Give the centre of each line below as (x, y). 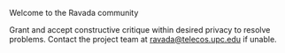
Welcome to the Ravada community (74, 13)
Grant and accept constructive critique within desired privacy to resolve (140, 30)
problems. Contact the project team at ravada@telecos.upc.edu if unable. (143, 39)
